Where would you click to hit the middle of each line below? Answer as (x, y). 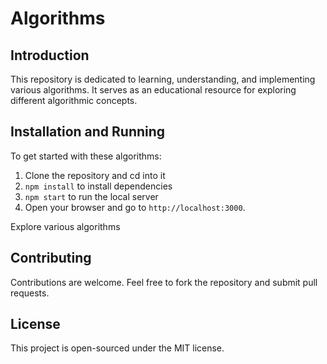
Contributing (51, 258)
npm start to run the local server (91, 196)
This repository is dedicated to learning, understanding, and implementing (163, 79)
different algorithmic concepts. (74, 100)
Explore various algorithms (65, 226)
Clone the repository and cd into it (95, 175)
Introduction (50, 55)
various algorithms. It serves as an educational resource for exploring (153, 90)
